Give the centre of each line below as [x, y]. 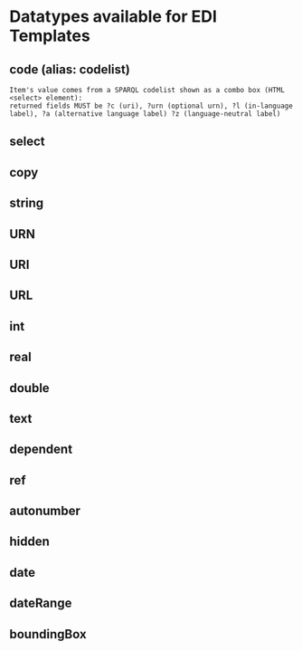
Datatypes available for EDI [113, 17]
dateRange [41, 603]
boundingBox [48, 634]
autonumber [45, 511]
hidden [29, 542]
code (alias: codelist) [70, 69]
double [29, 388]
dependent [41, 450]
